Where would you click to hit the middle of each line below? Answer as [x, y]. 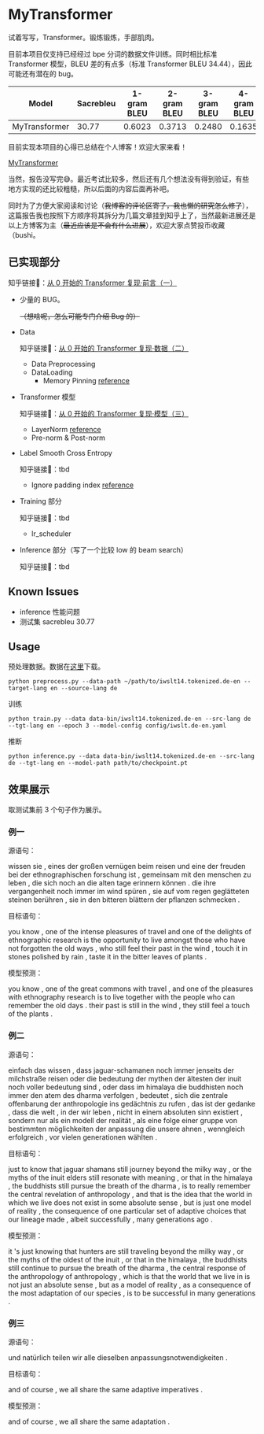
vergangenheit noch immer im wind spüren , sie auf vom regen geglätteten [129, 892]
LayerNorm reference [66, 429]
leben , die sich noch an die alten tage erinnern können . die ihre [112, 883]
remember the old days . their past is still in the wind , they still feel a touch [129, 1006]
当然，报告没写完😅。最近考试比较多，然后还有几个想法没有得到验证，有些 [129, 179]
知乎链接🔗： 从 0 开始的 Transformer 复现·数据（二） [104, 348]
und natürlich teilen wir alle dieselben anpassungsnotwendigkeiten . [118, 1358]
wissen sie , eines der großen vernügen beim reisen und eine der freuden [127, 867]
